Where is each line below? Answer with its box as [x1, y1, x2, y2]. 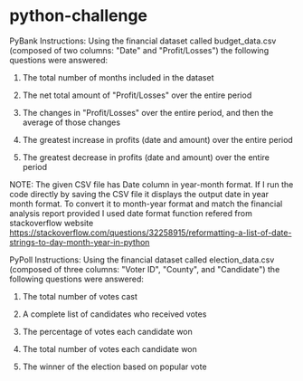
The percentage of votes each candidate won [22, 326, 193, 337]
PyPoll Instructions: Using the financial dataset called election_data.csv [9, 254, 275, 265]
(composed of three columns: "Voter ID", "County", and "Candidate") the [9, 263, 280, 274]
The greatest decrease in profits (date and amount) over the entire [22, 151, 270, 163]
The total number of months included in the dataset [22, 71, 214, 82]
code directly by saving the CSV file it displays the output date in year [9, 188, 270, 199]
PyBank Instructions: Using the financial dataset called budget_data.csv [9, 35, 277, 46]
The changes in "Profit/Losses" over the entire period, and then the [22, 107, 274, 118]
